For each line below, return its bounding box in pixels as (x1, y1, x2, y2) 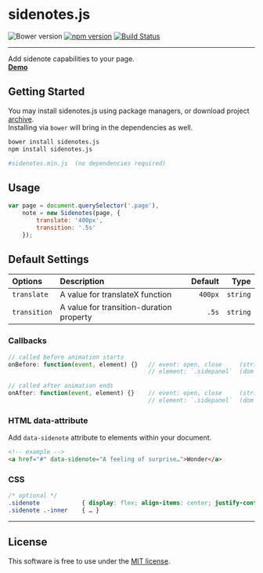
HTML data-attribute (8, 414, 88, 425)
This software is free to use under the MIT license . (8, 556, 171, 566)
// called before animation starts (8, 353, 124, 361)
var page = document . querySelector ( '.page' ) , (8, 202, 159, 210)
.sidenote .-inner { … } (8, 506, 100, 515)
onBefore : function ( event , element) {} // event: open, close (8, 360, 222, 368)
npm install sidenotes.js (8, 145, 92, 153)
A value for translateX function (59, 289, 172, 300)
